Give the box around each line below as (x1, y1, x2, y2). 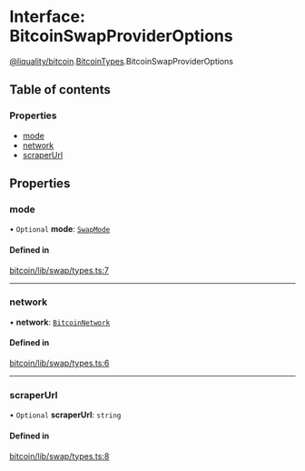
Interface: (9, 6, 86, 27)
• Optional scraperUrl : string (9, 409, 122, 420)
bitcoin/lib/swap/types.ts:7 (9, 265, 109, 276)
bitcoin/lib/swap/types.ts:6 (9, 357, 110, 369)
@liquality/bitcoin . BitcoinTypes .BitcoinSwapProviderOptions (9, 55, 234, 66)
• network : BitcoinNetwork (9, 316, 111, 327)
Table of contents (9, 82, 111, 97)
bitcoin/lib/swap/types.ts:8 (9, 450, 110, 461)
